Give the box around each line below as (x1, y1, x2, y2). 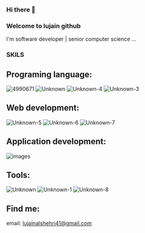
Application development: (6, 136, 106, 147)
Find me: (6, 203, 40, 214)
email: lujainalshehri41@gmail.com (6, 220, 92, 227)
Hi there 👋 (6, 5, 36, 14)
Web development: (6, 103, 80, 113)
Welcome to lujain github (6, 21, 81, 30)
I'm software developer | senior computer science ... (6, 36, 137, 43)
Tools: (6, 169, 30, 180)
